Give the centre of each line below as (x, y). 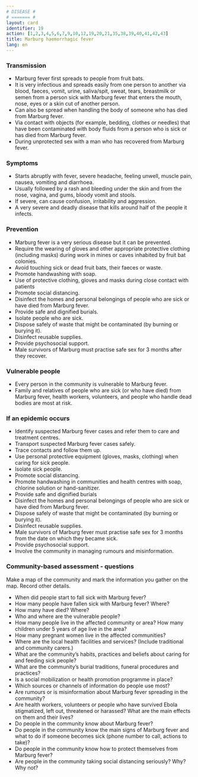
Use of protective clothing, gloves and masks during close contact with (101, 280)
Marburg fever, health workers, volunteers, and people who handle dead (103, 397)
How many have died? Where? (52, 610)
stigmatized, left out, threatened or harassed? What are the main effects (103, 711)
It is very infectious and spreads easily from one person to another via (100, 85)
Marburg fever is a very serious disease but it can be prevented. (93, 242)
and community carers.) (44, 648)
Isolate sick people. (38, 469)
